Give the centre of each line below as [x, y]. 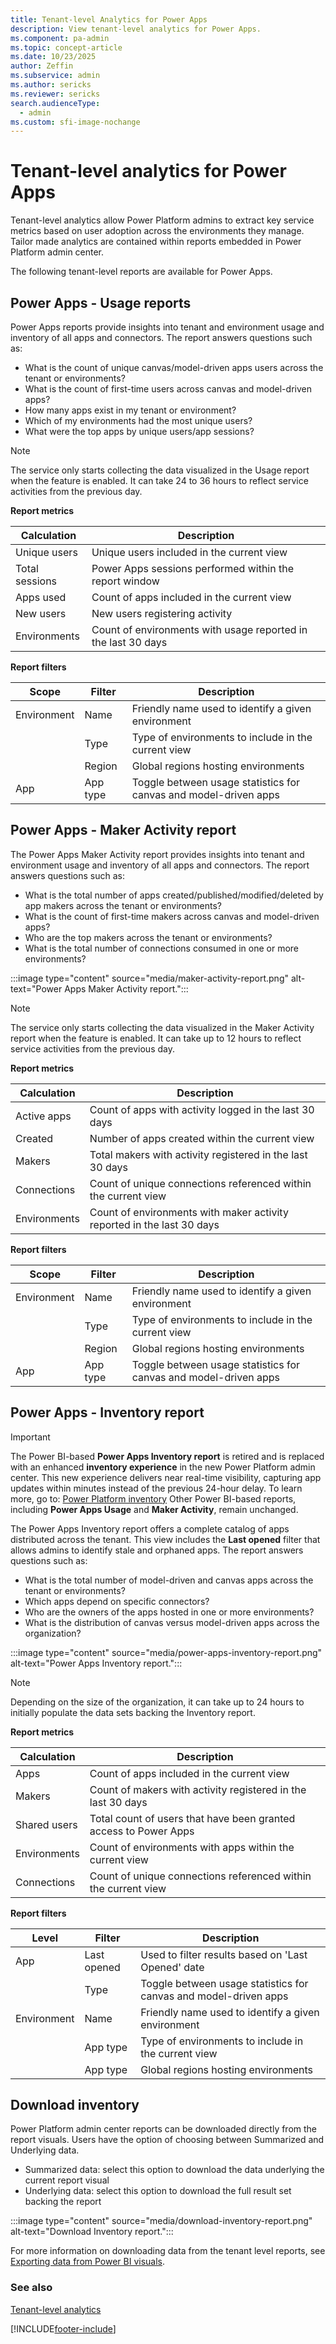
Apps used [41, 597]
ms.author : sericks [51, 85]
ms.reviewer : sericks [55, 94]
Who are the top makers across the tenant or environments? [148, 937]
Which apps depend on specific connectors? [117, 1601]
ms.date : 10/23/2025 [53, 57]
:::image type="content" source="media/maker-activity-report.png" [149, 978]
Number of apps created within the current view [202, 1138]
